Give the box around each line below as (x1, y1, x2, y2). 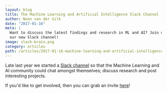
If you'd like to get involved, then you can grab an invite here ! (5, 82, 131, 88)
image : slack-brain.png (5, 40, 55, 45)
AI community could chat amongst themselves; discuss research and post (5, 67, 157, 73)
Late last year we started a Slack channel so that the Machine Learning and (5, 62, 160, 68)
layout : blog (5, 7, 32, 12)
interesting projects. (5, 73, 46, 79)
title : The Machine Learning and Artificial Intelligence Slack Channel (5, 12, 159, 17)
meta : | (5, 26, 21, 31)
